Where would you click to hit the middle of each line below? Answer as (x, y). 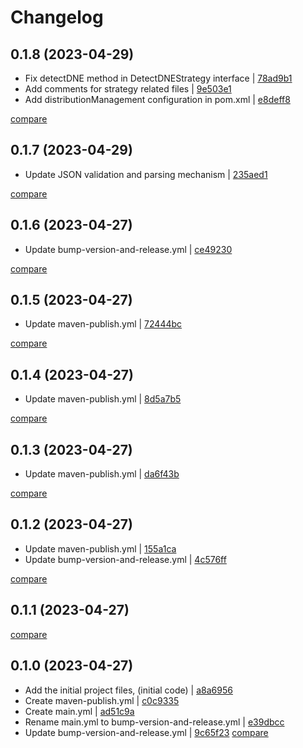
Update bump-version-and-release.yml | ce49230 (128, 249)
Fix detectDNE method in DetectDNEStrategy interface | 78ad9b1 (158, 78)
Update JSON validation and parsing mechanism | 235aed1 (146, 174)
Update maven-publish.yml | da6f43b (102, 474)
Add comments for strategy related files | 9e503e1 (128, 89)
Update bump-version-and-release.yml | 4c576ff (125, 559)
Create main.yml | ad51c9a (79, 711)
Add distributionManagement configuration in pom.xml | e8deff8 (157, 99)
